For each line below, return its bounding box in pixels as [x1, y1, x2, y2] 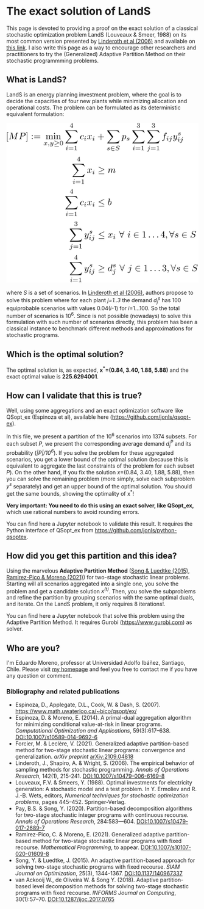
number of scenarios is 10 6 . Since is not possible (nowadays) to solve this [6, 311, 192, 319]
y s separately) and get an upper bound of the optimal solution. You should [6, 481, 192, 490]
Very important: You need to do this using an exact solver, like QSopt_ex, [6, 502, 194, 509]
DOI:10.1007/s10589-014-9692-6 [15, 734, 98, 741]
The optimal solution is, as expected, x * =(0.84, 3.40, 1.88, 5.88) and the [6, 365, 189, 374]
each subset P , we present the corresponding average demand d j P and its [6, 439, 192, 449]
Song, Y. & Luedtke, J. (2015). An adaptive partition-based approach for [15, 856, 195, 864]
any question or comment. [6, 672, 72, 679]
